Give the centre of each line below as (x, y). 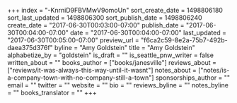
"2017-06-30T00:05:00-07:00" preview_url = (73, 40)
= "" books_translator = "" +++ (52, 92)
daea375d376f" (30, 48)
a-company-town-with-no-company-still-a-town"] (81, 78)
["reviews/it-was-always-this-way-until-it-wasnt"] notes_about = (102, 70)
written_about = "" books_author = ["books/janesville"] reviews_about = (112, 62)
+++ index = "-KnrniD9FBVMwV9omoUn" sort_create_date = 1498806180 (115, 10)
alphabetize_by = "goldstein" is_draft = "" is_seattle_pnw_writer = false (111, 55)
